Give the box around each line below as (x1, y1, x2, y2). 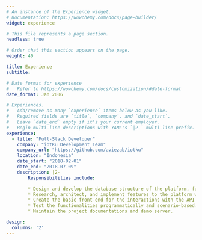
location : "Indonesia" (17, 153, 74, 159)
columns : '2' (11, 224, 44, 230)
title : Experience (6, 64, 52, 70)
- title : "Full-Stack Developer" (11, 136, 96, 142)
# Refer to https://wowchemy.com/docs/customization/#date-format (6, 85, 182, 92)
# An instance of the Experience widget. (6, 8, 112, 15)
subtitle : (6, 69, 31, 75)
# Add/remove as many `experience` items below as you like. (6, 108, 168, 114)
